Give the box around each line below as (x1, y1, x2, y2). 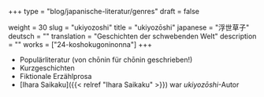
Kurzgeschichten (19, 63, 75, 73)
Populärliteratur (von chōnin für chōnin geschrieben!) (19, 55, 193, 64)
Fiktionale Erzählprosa (19, 72, 92, 81)
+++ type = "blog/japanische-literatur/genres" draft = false (8, 7, 199, 16)
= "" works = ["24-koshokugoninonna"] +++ (8, 40, 152, 49)
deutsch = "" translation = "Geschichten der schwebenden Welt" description (8, 31, 257, 41)
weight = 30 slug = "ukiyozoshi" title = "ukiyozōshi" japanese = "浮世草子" (8, 23, 250, 32)
